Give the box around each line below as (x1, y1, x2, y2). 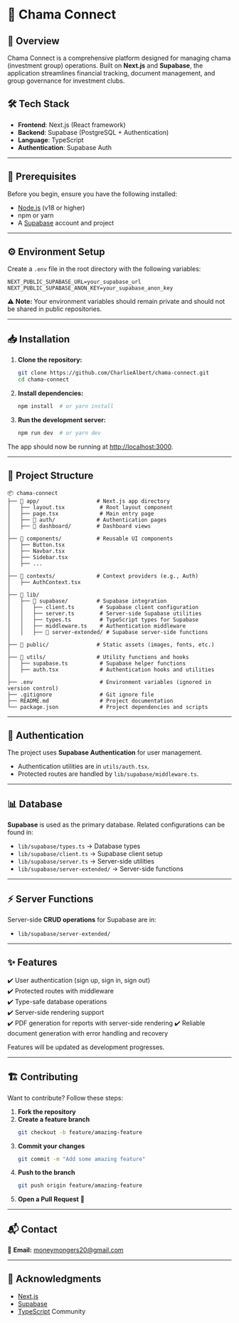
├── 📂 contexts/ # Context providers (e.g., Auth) (7, 572, 199, 580)
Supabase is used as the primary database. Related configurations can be (7, 820, 225, 829)
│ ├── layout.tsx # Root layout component (7, 504, 174, 511)
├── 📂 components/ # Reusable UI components (7, 535, 174, 542)
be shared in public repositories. (7, 305, 102, 313)
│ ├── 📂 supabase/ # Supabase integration (7, 597, 167, 605)
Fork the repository (17, 1107, 76, 1115)
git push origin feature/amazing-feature (17, 1182, 142, 1190)
